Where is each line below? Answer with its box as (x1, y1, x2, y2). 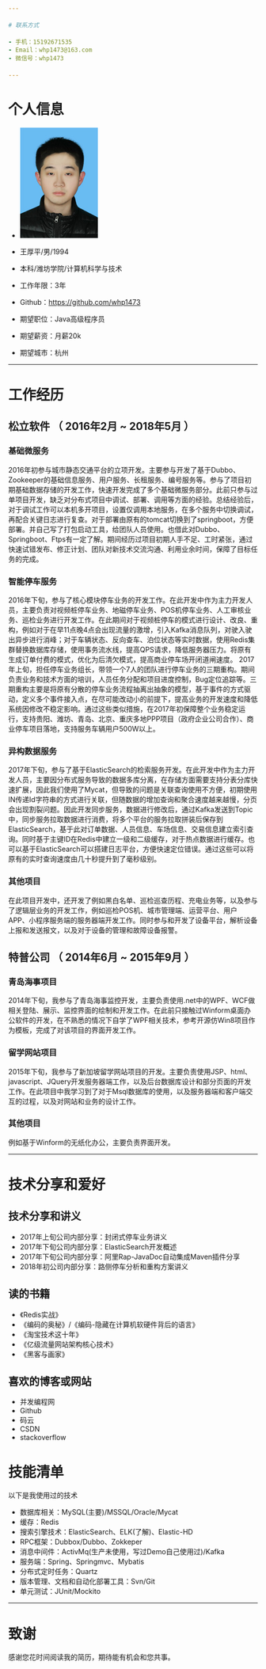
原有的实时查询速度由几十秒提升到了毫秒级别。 (8, 854, 161, 864)
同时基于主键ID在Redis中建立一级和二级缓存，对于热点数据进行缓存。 (21, 834, 249, 844)
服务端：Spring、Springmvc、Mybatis (19, 1557, 145, 1567)
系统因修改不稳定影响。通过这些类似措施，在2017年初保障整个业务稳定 (8, 704, 239, 713)
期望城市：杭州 (19, 348, 69, 357)
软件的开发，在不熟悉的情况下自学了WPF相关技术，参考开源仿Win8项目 (14, 1016, 249, 1025)
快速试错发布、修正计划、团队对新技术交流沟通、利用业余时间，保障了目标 (8, 544, 251, 553)
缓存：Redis (19, 1517, 59, 1527)
